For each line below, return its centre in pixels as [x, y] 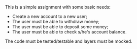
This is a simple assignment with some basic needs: [58, 7]
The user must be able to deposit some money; [60, 27]
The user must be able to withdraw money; [56, 22]
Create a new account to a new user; [50, 16]
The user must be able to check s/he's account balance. [69, 32]
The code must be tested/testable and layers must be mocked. [69, 41]
